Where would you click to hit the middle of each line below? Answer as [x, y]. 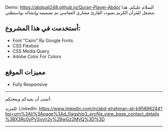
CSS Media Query [31, 51]
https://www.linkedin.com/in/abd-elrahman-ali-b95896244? [101, 108]
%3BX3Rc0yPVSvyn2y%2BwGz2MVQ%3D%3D [55, 119]
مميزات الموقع [25, 72]
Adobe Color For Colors [37, 56]
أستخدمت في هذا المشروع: [43, 28]
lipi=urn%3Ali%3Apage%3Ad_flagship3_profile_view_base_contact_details [82, 114]
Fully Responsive [30, 84]
